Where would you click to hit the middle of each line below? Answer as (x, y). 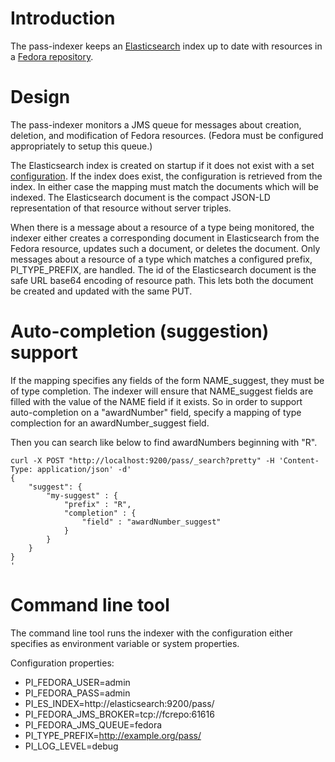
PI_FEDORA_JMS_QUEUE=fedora (93, 724)
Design (40, 97)
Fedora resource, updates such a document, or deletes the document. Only (165, 248)
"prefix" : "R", (97, 504)
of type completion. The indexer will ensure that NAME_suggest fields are (162, 391)
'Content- (299, 460)
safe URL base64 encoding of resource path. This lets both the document (162, 280)
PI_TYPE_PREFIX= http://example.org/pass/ (113, 735)
